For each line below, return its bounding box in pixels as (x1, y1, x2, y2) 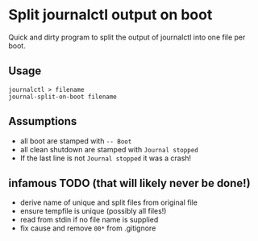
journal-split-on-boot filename (8, 93, 117, 101)
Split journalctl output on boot (8, 6, 213, 24)
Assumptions (8, 114, 77, 128)
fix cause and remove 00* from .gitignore (19, 223, 156, 233)
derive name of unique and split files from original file (19, 197, 198, 207)
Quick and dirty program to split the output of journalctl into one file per (8, 32, 246, 42)
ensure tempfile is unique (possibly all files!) (19, 206, 167, 216)
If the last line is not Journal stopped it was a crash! (19, 153, 192, 163)
